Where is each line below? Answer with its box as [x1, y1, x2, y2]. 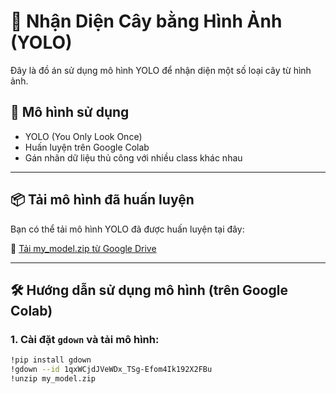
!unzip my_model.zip [10, 374, 97, 384]
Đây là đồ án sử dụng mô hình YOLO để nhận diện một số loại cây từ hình [10, 64, 312, 76]
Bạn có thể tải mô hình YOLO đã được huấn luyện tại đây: [10, 223, 245, 235]
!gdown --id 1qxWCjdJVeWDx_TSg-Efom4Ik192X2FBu [10, 365, 213, 375]
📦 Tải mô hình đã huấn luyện [10, 191, 195, 209]
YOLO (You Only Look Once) [24, 130, 143, 142]
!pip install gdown [10, 355, 92, 365]
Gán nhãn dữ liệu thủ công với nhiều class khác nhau [24, 151, 243, 164]
